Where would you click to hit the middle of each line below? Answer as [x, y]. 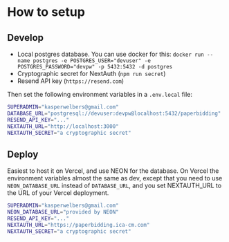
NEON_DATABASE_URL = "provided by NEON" [63, 212]
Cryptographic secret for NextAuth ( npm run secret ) [91, 74]
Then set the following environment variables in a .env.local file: [100, 94]
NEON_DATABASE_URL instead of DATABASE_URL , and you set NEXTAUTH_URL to [114, 186]
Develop [25, 38]
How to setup [46, 12]
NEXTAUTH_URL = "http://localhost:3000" [63, 126]
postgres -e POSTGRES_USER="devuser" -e [92, 61]
